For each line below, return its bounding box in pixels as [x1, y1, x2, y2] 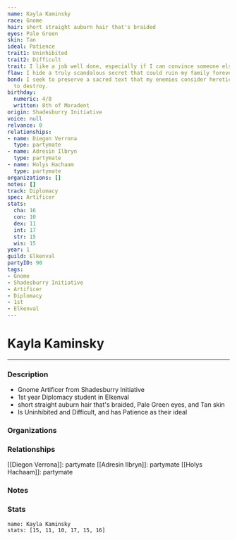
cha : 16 [13, 207, 37, 214]
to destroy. [13, 82, 49, 90]
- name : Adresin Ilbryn [7, 148, 78, 155]
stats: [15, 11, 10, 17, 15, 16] [7, 527, 106, 534]
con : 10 [13, 214, 37, 221]
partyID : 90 [7, 259, 42, 266]
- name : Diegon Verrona [7, 135, 78, 142]
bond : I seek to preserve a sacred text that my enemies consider [7, 75, 207, 83]
